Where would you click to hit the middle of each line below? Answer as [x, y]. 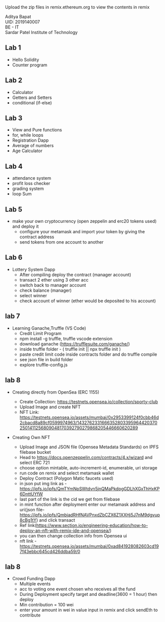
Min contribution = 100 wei [46, 605]
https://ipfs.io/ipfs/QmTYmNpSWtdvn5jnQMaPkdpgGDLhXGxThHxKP [90, 489]
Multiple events [35, 584]
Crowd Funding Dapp [34, 579]
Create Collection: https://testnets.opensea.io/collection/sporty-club [89, 402]
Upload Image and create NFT [50, 407]
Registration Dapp [30, 140]
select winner [33, 295]
